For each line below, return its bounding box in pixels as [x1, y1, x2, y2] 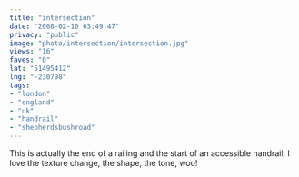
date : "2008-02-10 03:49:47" [9, 22, 120, 31]
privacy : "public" [9, 30, 79, 39]
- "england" [9, 97, 55, 107]
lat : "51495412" [9, 64, 71, 74]
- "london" [9, 89, 51, 98]
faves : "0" [9, 55, 51, 64]
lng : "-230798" [9, 73, 67, 82]
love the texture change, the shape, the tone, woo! [9, 158, 198, 168]
